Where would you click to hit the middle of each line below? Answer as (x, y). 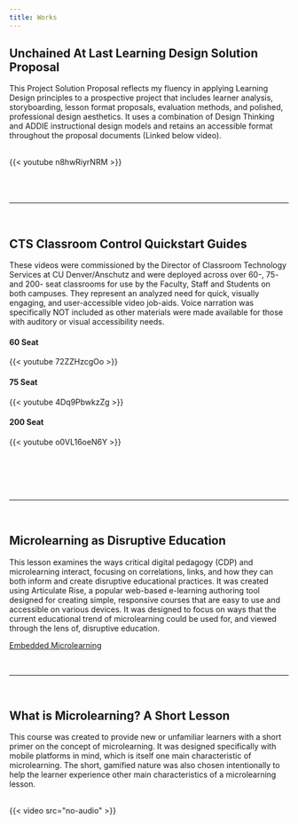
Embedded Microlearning (55, 645)
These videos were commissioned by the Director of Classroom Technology (148, 265)
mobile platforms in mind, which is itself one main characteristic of (130, 756)
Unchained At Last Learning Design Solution (134, 54)
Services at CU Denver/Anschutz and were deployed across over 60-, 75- (144, 275)
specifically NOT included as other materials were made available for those (146, 312)
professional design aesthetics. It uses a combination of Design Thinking (142, 117)
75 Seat (24, 382)
